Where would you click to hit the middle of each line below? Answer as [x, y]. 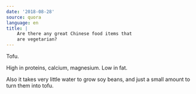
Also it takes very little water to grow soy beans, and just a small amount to [98, 79]
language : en [22, 23]
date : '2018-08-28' [30, 12]
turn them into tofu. [30, 86]
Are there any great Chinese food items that [75, 34]
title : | [17, 28]
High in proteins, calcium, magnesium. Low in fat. [67, 68]
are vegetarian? [37, 39]
